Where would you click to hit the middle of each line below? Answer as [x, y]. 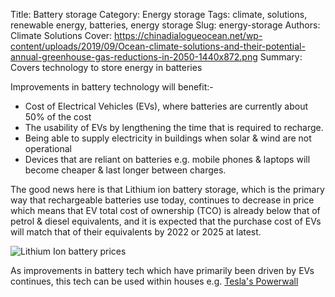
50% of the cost [58, 117]
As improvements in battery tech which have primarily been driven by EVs [162, 270]
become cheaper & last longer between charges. [125, 170]
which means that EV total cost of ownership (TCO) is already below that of [165, 210]
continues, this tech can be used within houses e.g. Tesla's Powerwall [154, 281]
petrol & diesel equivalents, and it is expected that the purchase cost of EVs [166, 221]
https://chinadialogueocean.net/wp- [188, 35]
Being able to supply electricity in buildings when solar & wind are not [168, 138]
